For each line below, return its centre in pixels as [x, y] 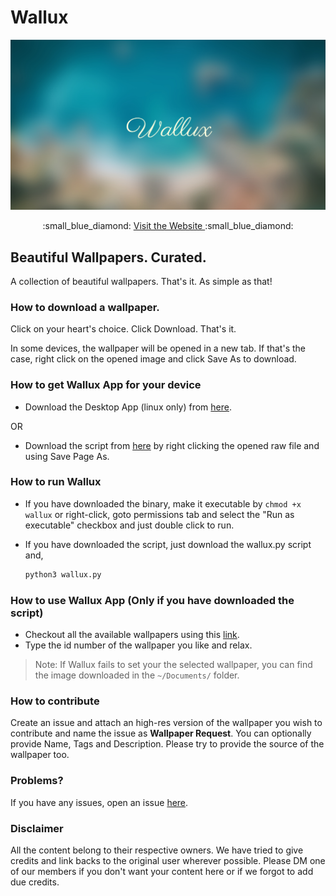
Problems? [37, 781]
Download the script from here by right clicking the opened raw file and [172, 445]
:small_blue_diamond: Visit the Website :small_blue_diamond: [168, 226]
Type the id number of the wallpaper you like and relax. [138, 645]
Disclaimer [37, 828]
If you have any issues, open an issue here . [99, 802]
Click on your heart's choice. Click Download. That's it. [123, 329]
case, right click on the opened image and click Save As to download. [153, 359]
